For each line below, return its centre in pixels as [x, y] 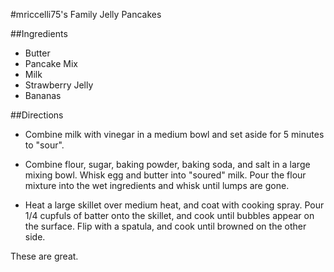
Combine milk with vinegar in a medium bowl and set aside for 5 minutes [174, 134]
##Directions [37, 115]
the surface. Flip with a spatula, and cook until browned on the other [165, 226]
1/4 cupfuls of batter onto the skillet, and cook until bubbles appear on [169, 215]
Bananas [43, 95]
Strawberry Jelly [59, 85]
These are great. [44, 256]
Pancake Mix [51, 63]
